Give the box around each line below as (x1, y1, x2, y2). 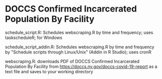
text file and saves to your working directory (5, 68, 94, 74)
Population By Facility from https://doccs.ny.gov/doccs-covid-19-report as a (5, 64, 158, 69)
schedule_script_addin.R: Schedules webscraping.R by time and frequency (5, 44, 154, 50)
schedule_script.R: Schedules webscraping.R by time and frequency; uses (5, 29, 154, 35)
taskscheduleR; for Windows (5, 35, 63, 40)
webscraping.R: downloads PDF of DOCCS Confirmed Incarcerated (5, 58, 140, 64)
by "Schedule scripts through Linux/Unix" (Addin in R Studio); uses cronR (5, 49, 152, 55)
